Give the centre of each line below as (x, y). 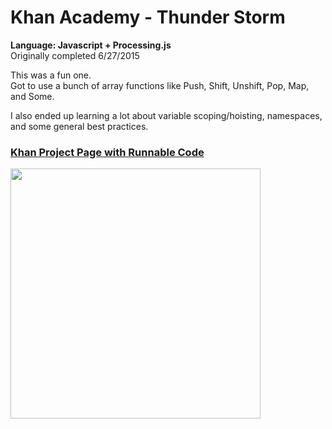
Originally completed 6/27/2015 (75, 55)
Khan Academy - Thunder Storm (148, 17)
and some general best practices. (79, 126)
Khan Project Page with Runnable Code (107, 152)
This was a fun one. (51, 75)
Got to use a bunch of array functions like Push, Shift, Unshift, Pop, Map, (160, 85)
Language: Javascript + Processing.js (91, 45)
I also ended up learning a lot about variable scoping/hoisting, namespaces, (166, 115)
